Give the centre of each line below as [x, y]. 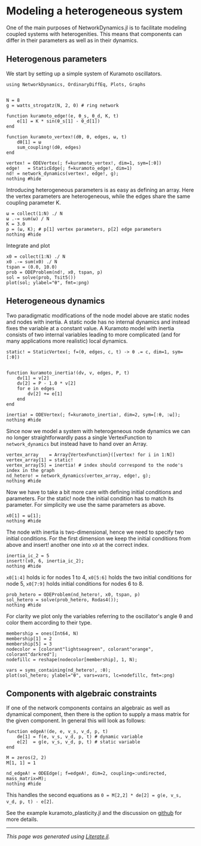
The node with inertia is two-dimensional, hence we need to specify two [95, 532]
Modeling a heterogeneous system [95, 11]
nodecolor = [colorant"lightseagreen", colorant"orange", [80, 649]
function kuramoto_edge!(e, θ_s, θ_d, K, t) [63, 116]
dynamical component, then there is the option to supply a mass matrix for [98, 714]
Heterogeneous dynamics [56, 301]
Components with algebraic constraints [82, 693]
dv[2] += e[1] [45, 394]
